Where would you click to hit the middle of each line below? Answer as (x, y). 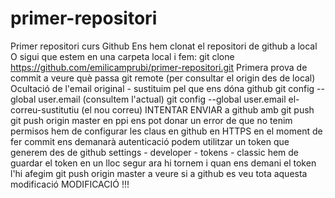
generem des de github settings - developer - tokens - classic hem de (155, 152)
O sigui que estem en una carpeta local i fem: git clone (122, 56)
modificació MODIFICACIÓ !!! (70, 184)
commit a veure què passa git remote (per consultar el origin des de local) (163, 78)
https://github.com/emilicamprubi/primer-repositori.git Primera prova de (159, 67)
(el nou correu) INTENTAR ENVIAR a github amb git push (198, 109)
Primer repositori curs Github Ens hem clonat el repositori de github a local (164, 46)
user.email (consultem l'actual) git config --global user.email (162, 99)
